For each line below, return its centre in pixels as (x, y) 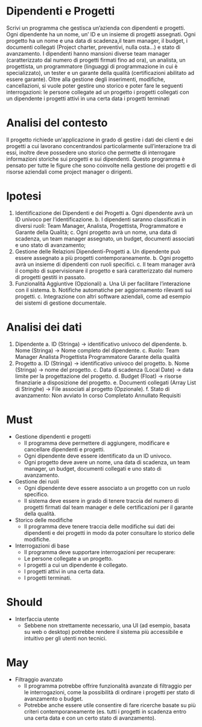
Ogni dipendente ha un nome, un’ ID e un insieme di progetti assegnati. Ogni (101, 34)
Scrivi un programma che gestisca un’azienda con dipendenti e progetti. (96, 28)
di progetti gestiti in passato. (50, 277)
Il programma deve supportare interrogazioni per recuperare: (100, 552)
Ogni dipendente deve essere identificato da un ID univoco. (98, 456)
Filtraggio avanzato (39, 679)
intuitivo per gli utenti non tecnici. (65, 638)
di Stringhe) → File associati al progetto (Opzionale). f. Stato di (92, 389)
